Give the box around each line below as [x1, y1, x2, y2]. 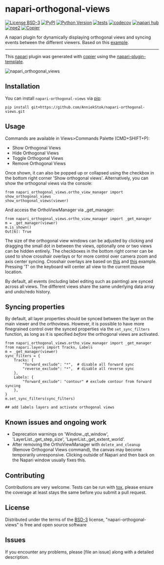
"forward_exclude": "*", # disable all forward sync [22, 362, 134, 367]
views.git [5, 109, 25, 114]
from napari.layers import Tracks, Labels [5, 345, 93, 350]
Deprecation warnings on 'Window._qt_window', [12, 431, 109, 437]
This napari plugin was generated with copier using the [5, 53, 116, 59]
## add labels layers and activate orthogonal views [5, 405, 115, 410]
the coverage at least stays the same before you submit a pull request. [5, 490, 147, 495]
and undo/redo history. [5, 288, 51, 294]
